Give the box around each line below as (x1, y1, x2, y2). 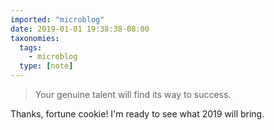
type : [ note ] (19, 61, 74, 71)
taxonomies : (10, 33, 60, 43)
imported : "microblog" (10, 14, 105, 25)
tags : (19, 42, 43, 53)
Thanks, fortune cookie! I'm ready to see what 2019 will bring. (10, 108, 265, 120)
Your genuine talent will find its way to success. (34, 89, 232, 100)
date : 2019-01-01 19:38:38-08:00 (10, 24, 150, 34)
